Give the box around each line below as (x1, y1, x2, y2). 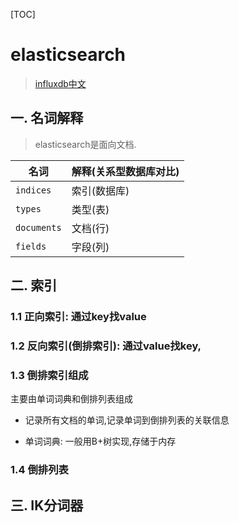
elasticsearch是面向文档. (34, 138, 137, 150)
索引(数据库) (71, 184, 130, 198)
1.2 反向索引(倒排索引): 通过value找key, (10, 339, 202, 353)
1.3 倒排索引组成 (10, 368, 89, 382)
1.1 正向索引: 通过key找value (10, 310, 147, 324)
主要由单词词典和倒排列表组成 (10, 393, 133, 405)
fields (15, 240, 47, 252)
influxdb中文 (34, 77, 87, 89)
